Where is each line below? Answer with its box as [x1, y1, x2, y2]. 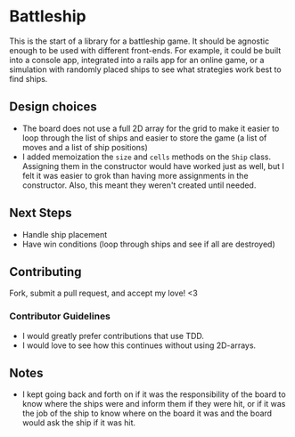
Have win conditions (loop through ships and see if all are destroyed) [21, 239, 276, 249]
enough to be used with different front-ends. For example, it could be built [9, 45, 282, 55]
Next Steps [9, 206, 72, 221]
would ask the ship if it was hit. [21, 417, 136, 428]
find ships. [9, 73, 48, 84]
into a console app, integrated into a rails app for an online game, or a [9, 54, 265, 65]
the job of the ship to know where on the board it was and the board [21, 408, 273, 419]
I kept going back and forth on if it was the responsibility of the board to [21, 389, 287, 400]
